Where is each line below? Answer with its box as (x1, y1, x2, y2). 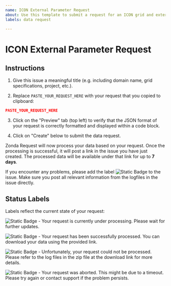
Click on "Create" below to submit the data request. (12, 133, 121, 139)
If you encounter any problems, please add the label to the (5, 169, 161, 175)
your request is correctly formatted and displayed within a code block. (12, 123, 160, 129)
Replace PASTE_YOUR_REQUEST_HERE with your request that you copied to (12, 93, 161, 99)
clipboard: (12, 98, 34, 104)
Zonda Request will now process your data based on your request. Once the (5, 143, 165, 149)
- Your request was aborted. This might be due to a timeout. (38, 270, 164, 276)
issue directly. (5, 180, 35, 186)
